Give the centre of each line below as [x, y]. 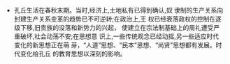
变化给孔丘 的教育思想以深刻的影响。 [73, 54]
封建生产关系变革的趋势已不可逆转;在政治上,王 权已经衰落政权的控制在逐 [117, 19]
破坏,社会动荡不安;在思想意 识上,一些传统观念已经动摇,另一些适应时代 [120, 36]
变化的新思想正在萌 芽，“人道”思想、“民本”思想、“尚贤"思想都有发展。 [115, 45]
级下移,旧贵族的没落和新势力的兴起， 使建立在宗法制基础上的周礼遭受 [114, 27]
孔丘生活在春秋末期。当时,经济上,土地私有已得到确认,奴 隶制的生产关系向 [118, 10]
